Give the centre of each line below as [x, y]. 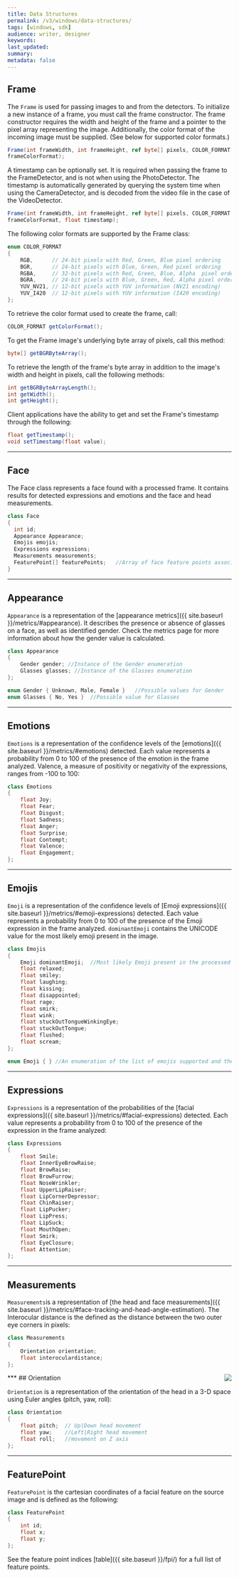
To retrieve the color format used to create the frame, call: [92, 313]
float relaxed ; [43, 969]
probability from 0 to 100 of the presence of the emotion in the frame [108, 758]
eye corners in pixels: [39, 1325]
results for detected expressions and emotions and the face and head [110, 495]
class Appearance [33, 651]
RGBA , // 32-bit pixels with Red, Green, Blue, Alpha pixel [119, 273]
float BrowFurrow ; [47, 1176]
